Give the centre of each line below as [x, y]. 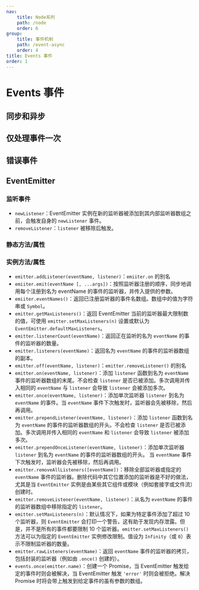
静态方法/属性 [26, 245]
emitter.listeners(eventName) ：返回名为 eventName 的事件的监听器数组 [102, 351]
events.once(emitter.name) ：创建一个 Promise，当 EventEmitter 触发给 [102, 566]
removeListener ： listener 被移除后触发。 [66, 228]
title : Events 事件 [29, 56]
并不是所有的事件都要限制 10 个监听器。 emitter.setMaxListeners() [107, 529]
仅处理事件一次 [34, 138]
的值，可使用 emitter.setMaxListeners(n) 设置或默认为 [82, 321]
